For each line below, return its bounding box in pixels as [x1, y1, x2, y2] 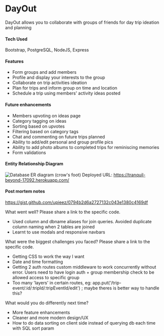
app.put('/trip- [93, 280, 122, 286]
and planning [5, 24, 32, 30]
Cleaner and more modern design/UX [12, 315, 89, 321]
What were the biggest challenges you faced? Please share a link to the [5, 239, 150, 244]
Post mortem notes [5, 189, 45, 194]
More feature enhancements [12, 309, 70, 315]
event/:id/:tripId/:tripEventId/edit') [12, 285, 81, 291]
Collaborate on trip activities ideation [12, 80, 87, 86]
